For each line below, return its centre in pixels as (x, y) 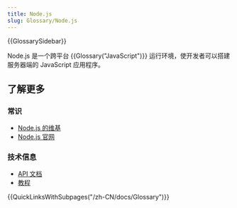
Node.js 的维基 (39, 128)
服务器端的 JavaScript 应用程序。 (56, 64)
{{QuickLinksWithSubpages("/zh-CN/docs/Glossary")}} (88, 197)
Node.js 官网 (36, 137)
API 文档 (30, 174)
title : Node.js (30, 14)
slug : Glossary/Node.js (43, 21)
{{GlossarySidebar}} (37, 41)
